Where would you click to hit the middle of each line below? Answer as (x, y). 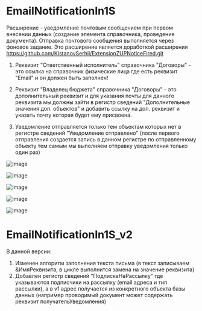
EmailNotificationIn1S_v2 (69, 235)
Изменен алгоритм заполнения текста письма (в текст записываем (102, 263)
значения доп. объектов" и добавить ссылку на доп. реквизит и (97, 108)
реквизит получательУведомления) (61, 301)
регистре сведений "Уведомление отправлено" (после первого (97, 133)
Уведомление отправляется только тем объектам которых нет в (98, 126)
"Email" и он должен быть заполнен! (62, 78)
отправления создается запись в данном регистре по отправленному (106, 139)
